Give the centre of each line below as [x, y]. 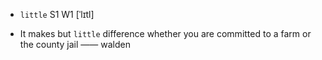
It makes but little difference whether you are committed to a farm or [165, 33]
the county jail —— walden [75, 44]
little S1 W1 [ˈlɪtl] [57, 14]
